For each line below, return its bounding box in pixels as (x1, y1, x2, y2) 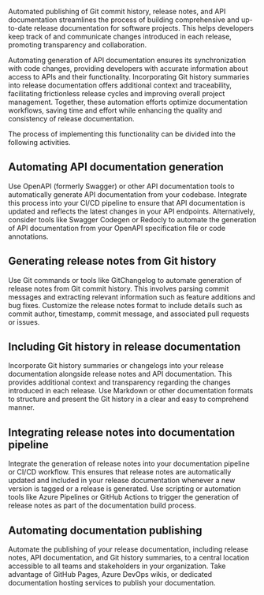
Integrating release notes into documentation (8, 426, 236, 439)
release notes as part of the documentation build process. (8, 500, 197, 511)
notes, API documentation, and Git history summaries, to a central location (8, 553, 250, 563)
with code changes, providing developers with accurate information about (8, 64, 248, 73)
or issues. (8, 317, 40, 326)
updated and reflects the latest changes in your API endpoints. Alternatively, (8, 206, 255, 216)
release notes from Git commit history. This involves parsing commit (8, 284, 229, 293)
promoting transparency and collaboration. (8, 40, 147, 50)
